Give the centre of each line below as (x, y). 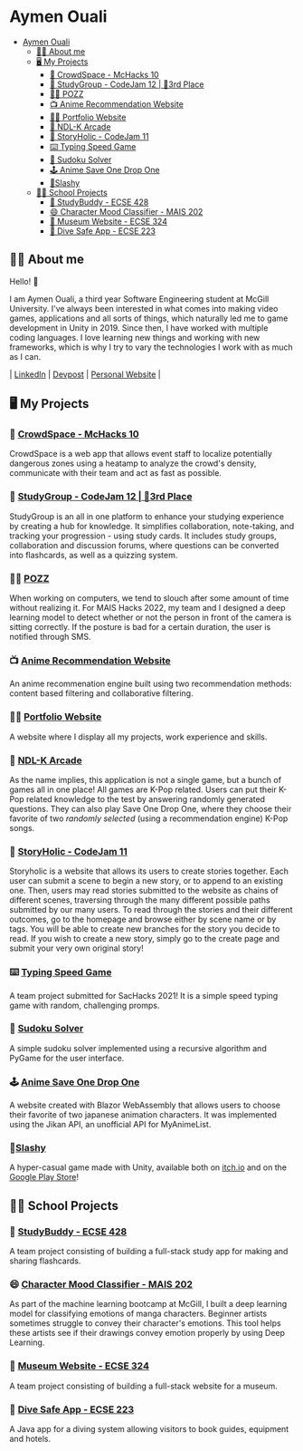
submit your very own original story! (76, 948)
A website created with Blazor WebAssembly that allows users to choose (145, 1105)
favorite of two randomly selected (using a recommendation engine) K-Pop (149, 818)
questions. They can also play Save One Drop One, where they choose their (151, 808)
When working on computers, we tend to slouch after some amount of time (149, 598)
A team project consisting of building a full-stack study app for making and (149, 1252)
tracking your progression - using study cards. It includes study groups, (143, 536)
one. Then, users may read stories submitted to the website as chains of (144, 891)
